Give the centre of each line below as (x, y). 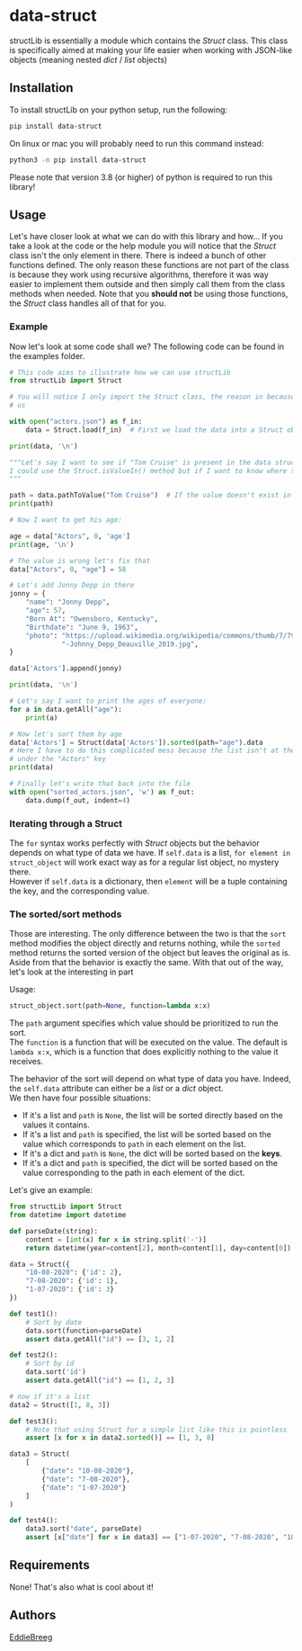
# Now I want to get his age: (66, 520)
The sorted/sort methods (66, 914)
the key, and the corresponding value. (80, 891)
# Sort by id (50, 1364)
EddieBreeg (31, 1637)
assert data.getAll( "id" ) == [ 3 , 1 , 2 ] (100, 1339)
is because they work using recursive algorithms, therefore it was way (139, 274)
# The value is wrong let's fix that (80, 561)
